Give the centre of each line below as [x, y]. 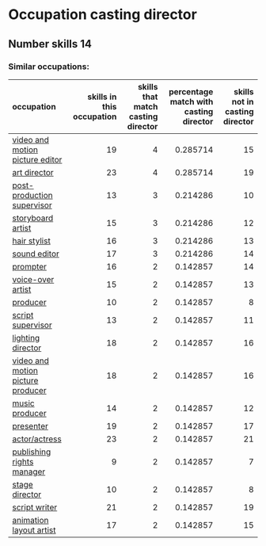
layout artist [34, 530]
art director [33, 172]
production [32, 195]
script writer [35, 507]
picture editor [37, 159]
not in [243, 101]
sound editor [36, 254]
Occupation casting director [103, 15]
